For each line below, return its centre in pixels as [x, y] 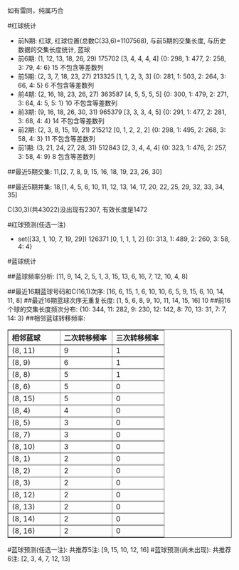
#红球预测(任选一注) [37, 224]
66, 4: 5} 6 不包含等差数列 [56, 85]
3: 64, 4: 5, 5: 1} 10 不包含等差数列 [67, 103]
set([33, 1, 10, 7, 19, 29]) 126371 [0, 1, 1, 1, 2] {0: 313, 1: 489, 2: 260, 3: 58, [124, 239]
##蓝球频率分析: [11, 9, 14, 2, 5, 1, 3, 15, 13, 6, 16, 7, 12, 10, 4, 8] [98, 276]
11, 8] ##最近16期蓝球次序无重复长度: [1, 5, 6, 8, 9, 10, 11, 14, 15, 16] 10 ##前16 [119, 300]
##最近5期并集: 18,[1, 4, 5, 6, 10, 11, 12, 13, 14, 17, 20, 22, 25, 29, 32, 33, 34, [116, 187]
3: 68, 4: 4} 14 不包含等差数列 [61, 121]
